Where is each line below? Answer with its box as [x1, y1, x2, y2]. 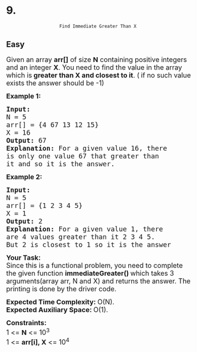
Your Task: [6, 253, 41, 262]
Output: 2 [6, 217, 43, 225]
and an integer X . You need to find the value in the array [6, 63, 182, 71]
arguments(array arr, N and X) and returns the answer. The [6, 276, 191, 285]
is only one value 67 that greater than [6, 151, 159, 160]
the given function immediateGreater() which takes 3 [6, 269, 174, 278]
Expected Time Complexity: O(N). [6, 297, 115, 306]
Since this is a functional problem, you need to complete [6, 261, 183, 270]
